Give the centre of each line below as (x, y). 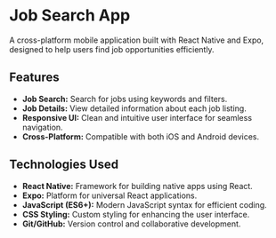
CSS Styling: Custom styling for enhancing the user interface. (136, 214)
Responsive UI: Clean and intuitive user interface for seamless (137, 117)
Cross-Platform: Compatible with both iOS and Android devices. (141, 136)
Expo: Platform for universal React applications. (110, 195)
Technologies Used (64, 165)
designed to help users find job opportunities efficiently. (112, 49)
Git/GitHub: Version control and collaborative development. (131, 224)
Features (34, 78)
